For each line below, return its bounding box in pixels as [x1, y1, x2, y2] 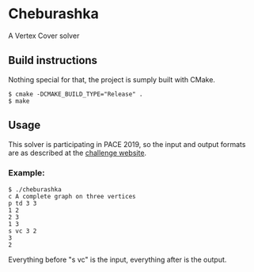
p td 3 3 [8, 199, 37, 207]
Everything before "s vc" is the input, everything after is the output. [8, 255, 227, 264]
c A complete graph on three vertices [8, 192, 136, 200]
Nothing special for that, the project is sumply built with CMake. [8, 74, 216, 84]
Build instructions [8, 54, 97, 67]
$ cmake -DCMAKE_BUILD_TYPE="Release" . [8, 90, 144, 98]
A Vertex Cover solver [8, 31, 80, 40]
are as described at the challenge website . [8, 148, 147, 157]
